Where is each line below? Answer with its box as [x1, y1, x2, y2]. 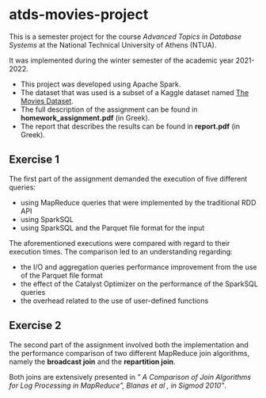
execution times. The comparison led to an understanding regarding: [9, 247, 233, 256]
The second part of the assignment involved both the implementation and [9, 339, 249, 350]
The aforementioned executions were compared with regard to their [9, 238, 230, 247]
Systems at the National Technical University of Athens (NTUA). [9, 40, 217, 49]
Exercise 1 [9, 153, 60, 166]
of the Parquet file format [20, 270, 104, 280]
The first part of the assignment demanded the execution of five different [9, 174, 248, 183]
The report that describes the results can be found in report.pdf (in [20, 121, 241, 131]
